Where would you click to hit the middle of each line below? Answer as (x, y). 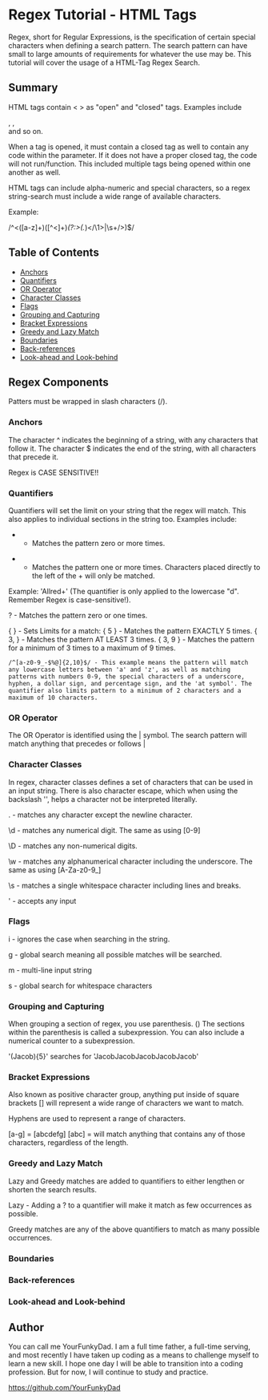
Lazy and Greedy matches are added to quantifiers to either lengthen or (127, 1181)
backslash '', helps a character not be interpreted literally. (103, 799)
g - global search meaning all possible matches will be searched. (115, 954)
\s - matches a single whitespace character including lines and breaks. (125, 885)
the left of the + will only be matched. (93, 576)
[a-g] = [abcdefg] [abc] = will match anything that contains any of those (127, 1134)
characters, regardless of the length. (68, 1143)
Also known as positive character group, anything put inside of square (124, 1095)
